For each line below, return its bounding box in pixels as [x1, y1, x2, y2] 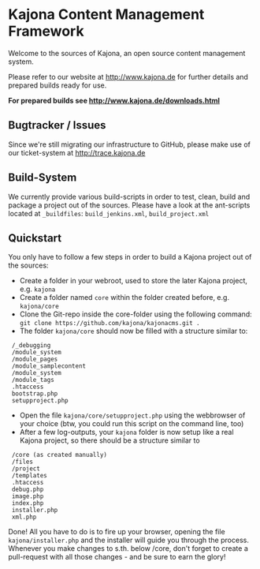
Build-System [8, 171, 77, 185]
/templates [11, 472, 47, 480]
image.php [11, 492, 44, 500]
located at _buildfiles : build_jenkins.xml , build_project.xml [8, 208, 210, 218]
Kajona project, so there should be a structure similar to [19, 436, 200, 445]
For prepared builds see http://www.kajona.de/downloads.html [8, 95, 221, 105]
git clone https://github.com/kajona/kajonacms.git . [19, 320, 200, 328]
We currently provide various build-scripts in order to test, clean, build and [8, 192, 251, 201]
